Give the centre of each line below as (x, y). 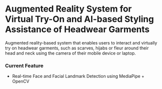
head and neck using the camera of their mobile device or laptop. (71, 53)
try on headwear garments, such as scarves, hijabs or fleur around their (77, 48)
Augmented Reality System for (69, 9)
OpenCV (21, 81)
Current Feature (24, 65)
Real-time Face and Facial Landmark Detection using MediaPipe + (78, 76)
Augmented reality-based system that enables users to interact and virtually (81, 43)
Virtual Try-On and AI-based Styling (80, 19)
